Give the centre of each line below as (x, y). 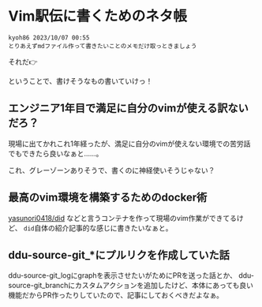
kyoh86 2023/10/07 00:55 (49, 37)
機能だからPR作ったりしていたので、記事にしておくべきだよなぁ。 (116, 295)
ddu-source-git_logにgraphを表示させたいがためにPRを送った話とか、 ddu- (131, 275)
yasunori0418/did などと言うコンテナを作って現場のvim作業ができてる (123, 218)
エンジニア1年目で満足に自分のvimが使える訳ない (128, 109)
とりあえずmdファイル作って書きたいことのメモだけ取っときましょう (103, 46)
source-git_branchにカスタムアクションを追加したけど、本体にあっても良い (131, 286)
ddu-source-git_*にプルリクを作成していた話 (119, 255)
